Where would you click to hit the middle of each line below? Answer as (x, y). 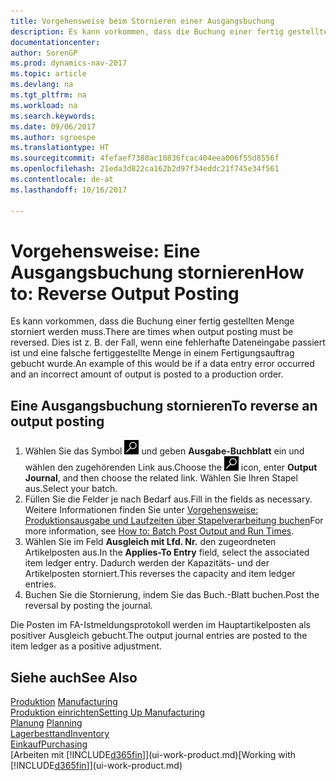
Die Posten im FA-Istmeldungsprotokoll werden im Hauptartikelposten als (160, 625)
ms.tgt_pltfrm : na (48, 95)
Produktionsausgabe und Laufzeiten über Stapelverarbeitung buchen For (174, 521)
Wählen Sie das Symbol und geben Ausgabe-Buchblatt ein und (164, 451)
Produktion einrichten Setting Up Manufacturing (108, 712)
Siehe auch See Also (74, 677)
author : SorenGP (44, 53)
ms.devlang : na (42, 85)
